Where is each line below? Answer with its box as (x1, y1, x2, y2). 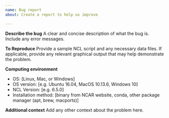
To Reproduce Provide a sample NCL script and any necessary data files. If (5, 45, 162, 51)
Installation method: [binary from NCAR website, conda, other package (12, 92, 160, 98)
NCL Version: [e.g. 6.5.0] (12, 86, 64, 92)
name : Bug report (5, 7, 42, 13)
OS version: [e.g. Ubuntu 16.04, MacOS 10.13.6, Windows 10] (12, 81, 138, 87)
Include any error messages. (5, 36, 65, 42)
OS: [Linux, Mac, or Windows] (12, 76, 75, 82)
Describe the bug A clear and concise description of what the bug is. (5, 30, 149, 36)
